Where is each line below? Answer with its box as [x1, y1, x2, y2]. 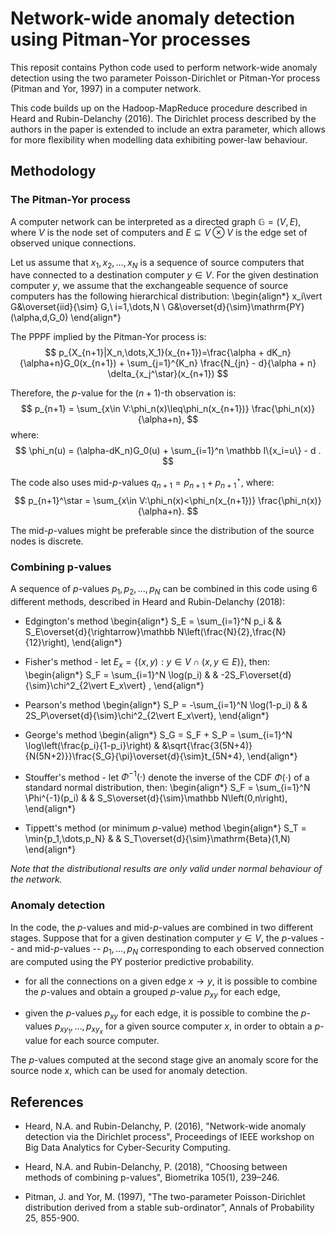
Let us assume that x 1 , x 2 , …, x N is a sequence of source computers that [10, 256, 305, 271]
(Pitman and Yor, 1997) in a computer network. [10, 82, 202, 94]
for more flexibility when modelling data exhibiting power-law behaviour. [10, 133, 308, 146]
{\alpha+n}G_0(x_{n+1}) [19, 357, 117, 369]
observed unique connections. [10, 237, 137, 249]
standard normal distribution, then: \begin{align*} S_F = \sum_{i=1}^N [24, 782, 311, 794]
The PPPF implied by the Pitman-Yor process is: [10, 331, 207, 343]
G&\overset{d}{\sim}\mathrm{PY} [167, 301, 305, 313]
